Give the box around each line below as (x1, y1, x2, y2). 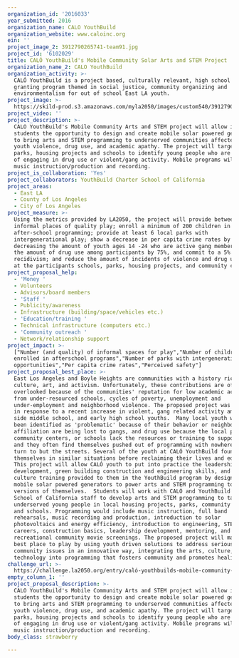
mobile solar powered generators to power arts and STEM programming (14, 481, 224, 488)
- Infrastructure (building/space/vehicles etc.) (14, 309, 164, 316)
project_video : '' (7, 110, 62, 117)
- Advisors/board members (14, 289, 91, 296)
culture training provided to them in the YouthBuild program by (14, 475, 212, 482)
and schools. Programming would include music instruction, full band (14, 508, 228, 515)
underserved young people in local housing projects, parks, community (14, 500, 231, 508)
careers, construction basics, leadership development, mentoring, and (14, 528, 231, 535)
